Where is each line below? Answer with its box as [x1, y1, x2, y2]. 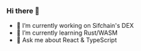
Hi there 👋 [6, 6, 40, 16]
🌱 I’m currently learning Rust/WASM [16, 29, 118, 37]
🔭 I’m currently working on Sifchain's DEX [16, 22, 134, 30]
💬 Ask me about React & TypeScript [16, 36, 117, 44]
